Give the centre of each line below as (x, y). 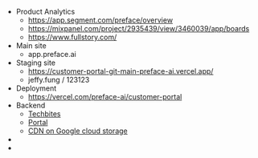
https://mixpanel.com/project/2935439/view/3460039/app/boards (139, 28)
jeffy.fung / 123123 (59, 80)
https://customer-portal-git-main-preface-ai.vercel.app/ (121, 71)
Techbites (44, 114)
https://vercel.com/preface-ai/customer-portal (105, 97)
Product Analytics (45, 12)
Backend (31, 105)
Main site (31, 46)
